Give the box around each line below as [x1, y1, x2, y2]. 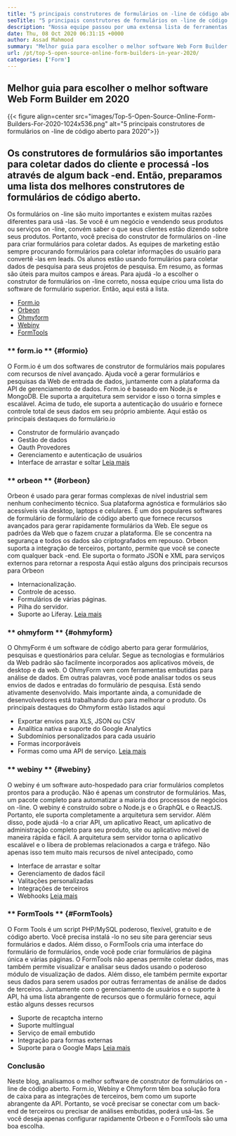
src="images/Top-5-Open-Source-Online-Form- [74, 112, 216, 120]
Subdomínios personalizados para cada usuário [17, 732, 156, 740]
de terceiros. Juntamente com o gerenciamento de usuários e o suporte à [7, 985, 221, 993]
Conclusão [7, 1061, 46, 1071]
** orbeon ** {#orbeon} [7, 475, 91, 485]
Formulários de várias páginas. [17, 594, 107, 603]
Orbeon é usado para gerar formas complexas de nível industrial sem [7, 491, 208, 500]
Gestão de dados [17, 435, 68, 444]
